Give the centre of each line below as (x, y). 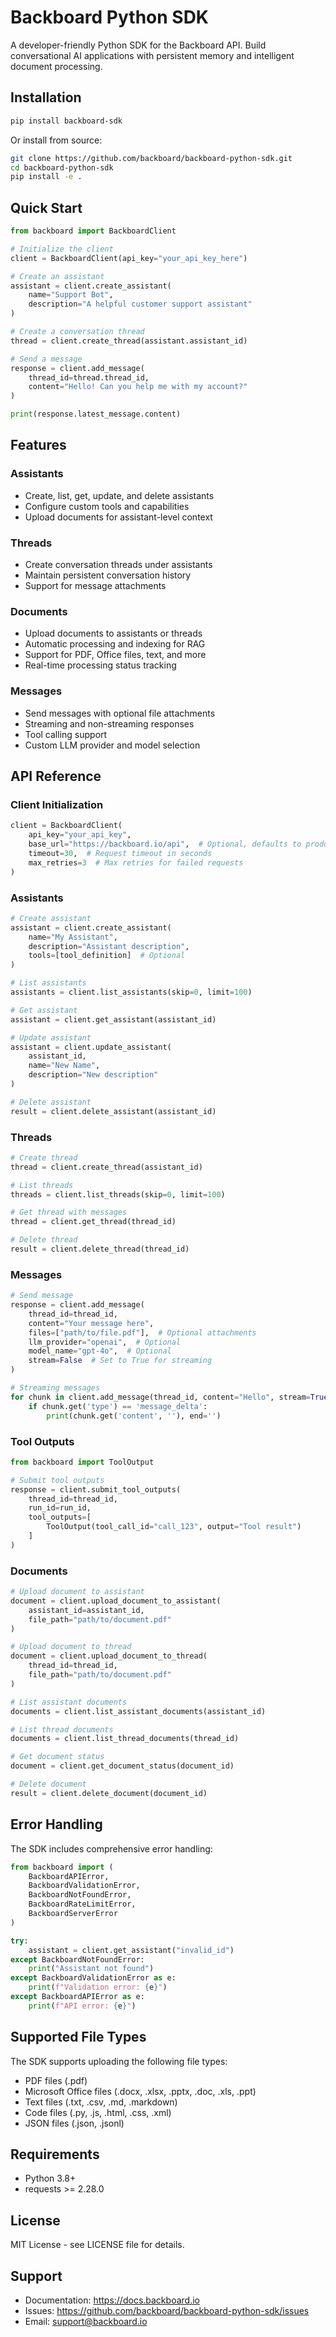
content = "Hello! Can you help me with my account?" (138, 387)
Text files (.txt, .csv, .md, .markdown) (101, 2102)
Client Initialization (57, 804)
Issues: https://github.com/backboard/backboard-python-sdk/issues (167, 2310)
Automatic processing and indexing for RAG (115, 644)
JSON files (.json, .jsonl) (74, 2123)
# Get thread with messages (69, 1212)
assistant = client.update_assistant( (91, 1047)
